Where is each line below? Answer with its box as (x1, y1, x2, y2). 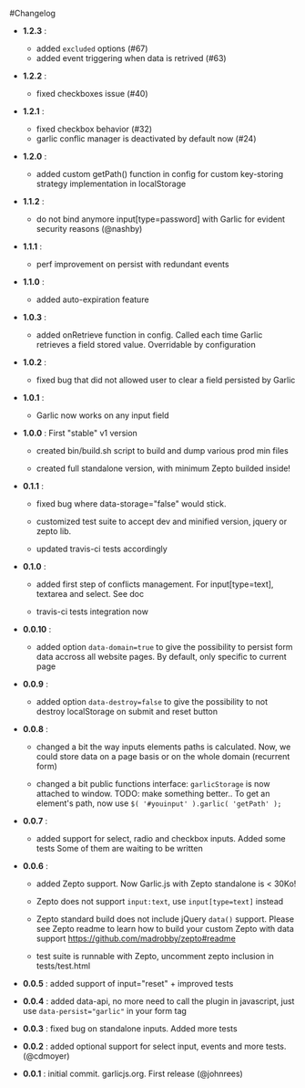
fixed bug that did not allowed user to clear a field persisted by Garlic (36, 374, 296, 385)
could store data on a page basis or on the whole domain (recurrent (36, 751, 290, 761)
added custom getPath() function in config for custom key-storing (36, 169, 284, 179)
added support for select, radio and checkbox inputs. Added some (36, 833, 286, 843)
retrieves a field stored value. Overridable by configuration (36, 340, 257, 350)
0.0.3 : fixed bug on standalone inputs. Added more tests (22, 1023, 239, 1034)
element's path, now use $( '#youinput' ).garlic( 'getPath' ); (36, 798, 282, 809)
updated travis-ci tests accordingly (36, 543, 168, 554)
